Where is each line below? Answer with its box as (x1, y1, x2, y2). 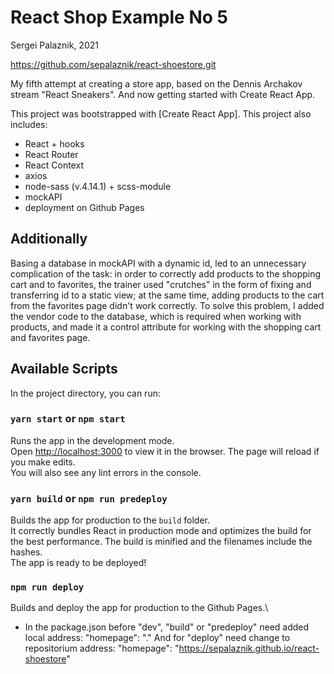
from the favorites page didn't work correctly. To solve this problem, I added (10, 299, 325, 311)
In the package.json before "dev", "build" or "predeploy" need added (24, 621, 310, 633)
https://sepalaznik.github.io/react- (178, 642, 320, 655)
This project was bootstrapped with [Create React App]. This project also (10, 107, 312, 120)
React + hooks (24, 137, 85, 150)
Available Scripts (10, 361, 118, 378)
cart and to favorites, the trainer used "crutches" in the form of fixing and (10, 278, 312, 290)
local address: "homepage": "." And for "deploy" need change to (24, 632, 291, 644)
